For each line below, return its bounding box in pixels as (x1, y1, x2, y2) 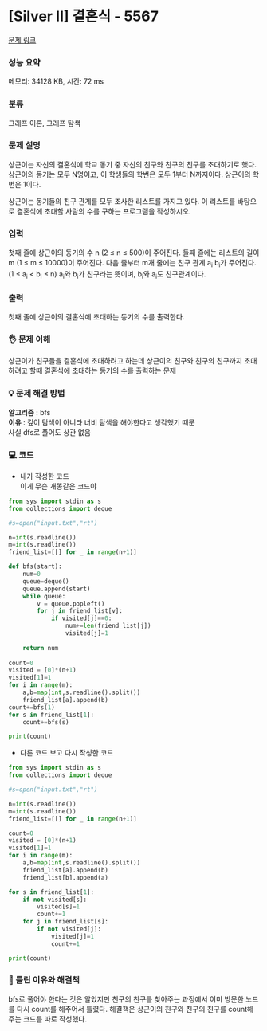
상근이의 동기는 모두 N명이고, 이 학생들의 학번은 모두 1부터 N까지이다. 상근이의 (8, 169, 251, 179)
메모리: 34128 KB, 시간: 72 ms (8, 76, 104, 86)
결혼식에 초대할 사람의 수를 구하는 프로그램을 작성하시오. (16, 206, 191, 216)
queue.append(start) (22, 585, 91, 593)
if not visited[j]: (37, 925, 102, 933)
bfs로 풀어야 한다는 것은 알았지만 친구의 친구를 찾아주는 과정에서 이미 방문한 (8, 994, 245, 1004)
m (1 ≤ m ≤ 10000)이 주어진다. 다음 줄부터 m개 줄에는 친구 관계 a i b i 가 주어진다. (8, 258, 257, 269)
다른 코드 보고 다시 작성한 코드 (19, 748, 114, 758)
